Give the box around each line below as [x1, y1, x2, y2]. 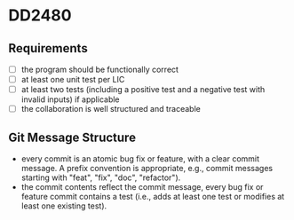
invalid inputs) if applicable [20, 94, 121, 105]
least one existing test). [20, 200, 107, 211]
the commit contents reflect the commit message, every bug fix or [20, 182, 264, 192]
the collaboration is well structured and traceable [20, 104, 201, 114]
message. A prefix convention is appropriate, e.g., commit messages [20, 163, 273, 174]
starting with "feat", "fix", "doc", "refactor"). [20, 172, 181, 183]
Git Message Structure [8, 130, 137, 145]
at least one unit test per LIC [20, 75, 125, 85]
